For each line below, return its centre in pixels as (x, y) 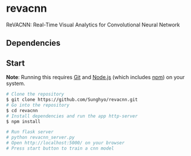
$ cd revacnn (22, 110)
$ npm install (24, 121)
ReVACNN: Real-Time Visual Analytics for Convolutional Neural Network (93, 25)
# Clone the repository (35, 94)
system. (16, 83)
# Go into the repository (38, 105)
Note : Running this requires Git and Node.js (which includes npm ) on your (95, 77)
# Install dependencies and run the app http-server (72, 116)
